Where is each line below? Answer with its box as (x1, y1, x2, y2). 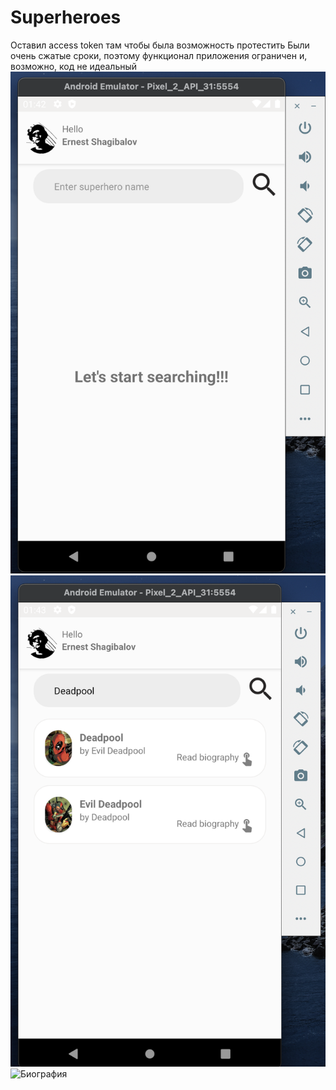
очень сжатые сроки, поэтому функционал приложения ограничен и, (10, 49, 308, 61)
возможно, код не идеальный (10, 60, 138, 72)
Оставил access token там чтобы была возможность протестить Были (10, 39, 310, 51)
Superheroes (10, 6, 122, 29)
